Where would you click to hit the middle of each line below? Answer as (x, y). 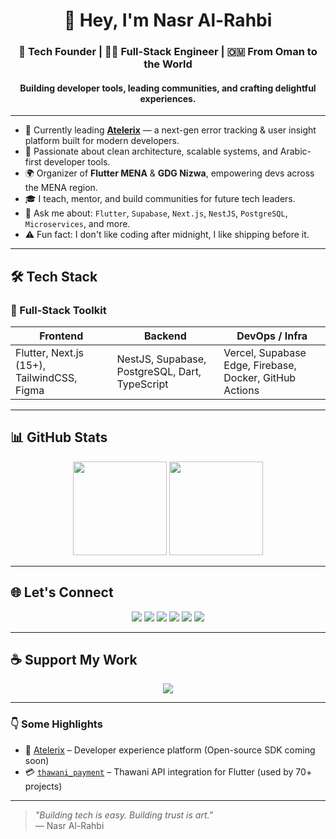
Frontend (61, 336)
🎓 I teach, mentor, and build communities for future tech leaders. (160, 199)
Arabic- (295, 151)
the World (168, 64)
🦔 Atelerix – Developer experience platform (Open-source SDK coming (170, 750)
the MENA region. (61, 188)
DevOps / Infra (272, 336)
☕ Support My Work (74, 660)
